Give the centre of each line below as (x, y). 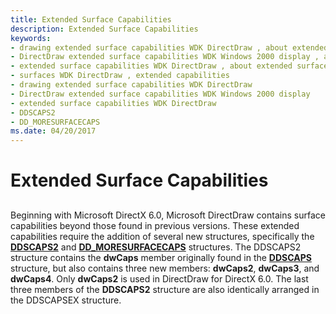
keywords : (31, 38)
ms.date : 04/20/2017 (53, 131)
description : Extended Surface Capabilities (104, 29)
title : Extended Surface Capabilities (91, 19)
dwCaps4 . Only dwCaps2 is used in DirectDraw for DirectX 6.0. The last (159, 278)
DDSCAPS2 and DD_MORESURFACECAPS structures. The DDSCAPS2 (156, 247)
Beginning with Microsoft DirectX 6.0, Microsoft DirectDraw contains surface (168, 215)
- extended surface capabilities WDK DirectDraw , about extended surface (169, 66)
